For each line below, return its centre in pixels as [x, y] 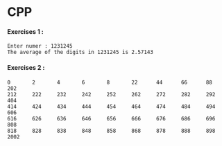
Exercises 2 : [26, 67]
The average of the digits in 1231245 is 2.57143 [80, 53]
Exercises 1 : [25, 31]
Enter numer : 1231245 [40, 46]
